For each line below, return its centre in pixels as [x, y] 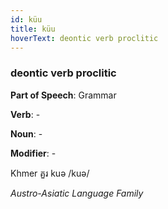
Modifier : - [33, 153]
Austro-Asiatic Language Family [77, 193]
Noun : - [26, 133]
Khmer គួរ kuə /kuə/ [50, 173]
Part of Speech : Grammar [63, 95]
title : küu [33, 29]
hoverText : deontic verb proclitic [84, 38]
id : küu [26, 19]
